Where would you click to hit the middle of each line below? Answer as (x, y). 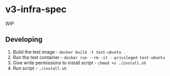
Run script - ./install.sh (39, 68)
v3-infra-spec (36, 9)
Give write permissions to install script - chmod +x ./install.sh (79, 63)
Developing (24, 40)
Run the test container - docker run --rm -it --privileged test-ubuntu (89, 57)
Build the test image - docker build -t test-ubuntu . (69, 52)
